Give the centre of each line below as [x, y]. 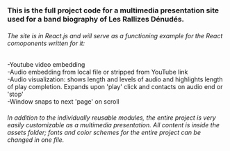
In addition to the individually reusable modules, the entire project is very [112, 118]
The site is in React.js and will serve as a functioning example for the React [115, 35]
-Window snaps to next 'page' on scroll [63, 102]
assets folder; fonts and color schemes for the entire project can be [104, 132]
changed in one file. [36, 140]
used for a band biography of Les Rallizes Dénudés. [96, 19]
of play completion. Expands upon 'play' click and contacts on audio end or [115, 87]
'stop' [15, 94]
